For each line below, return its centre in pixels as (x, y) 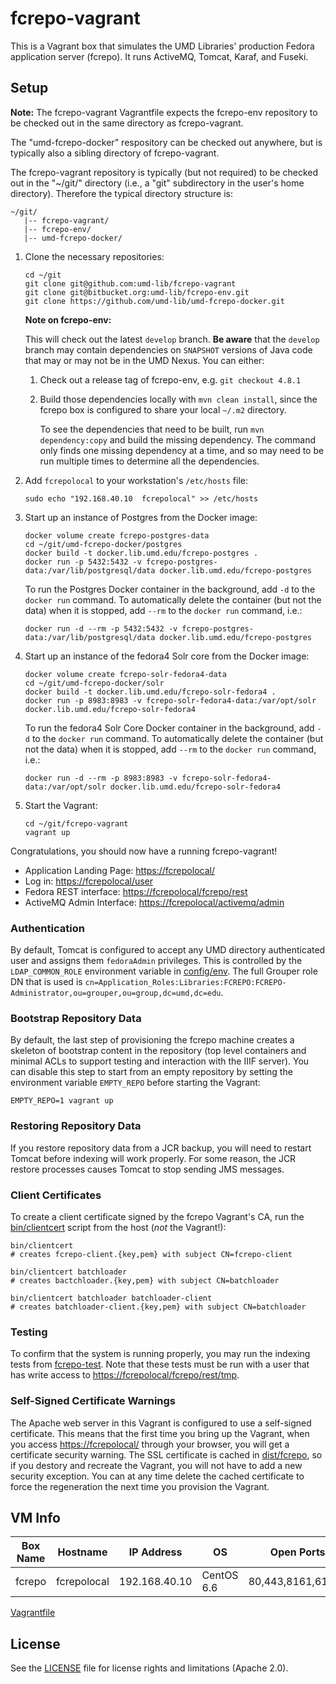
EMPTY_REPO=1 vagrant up (62, 1101)
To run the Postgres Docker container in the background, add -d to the (170, 589)
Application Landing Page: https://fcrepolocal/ (119, 870)
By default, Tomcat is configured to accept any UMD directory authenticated (168, 950)
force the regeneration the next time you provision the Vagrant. (140, 1486)
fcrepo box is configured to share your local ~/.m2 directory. (163, 409)
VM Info (35, 1517)
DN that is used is (46, 982)
